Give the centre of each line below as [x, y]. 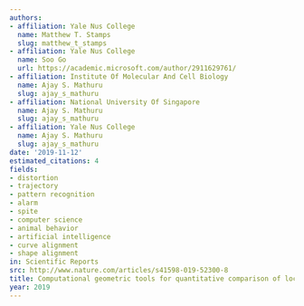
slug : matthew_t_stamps [62, 43]
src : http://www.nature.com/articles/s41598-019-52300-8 [119, 271]
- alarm [24, 203]
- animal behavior [44, 228]
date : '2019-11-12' [46, 152]
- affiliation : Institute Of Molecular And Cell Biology [119, 77]
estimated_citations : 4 [54, 161]
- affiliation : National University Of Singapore [105, 102]
